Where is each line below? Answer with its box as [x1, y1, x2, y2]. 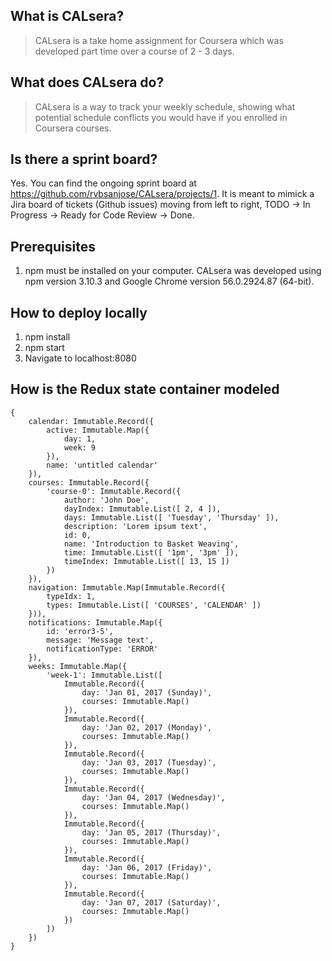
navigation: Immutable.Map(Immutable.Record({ [28, 582, 226, 593]
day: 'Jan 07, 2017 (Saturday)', [81, 897, 222, 908]
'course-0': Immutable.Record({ [46, 486, 182, 496]
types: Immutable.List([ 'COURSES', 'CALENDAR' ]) [46, 600, 262, 610]
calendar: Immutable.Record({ [28, 416, 155, 426]
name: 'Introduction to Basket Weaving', [63, 539, 240, 549]
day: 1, [63, 434, 97, 444]
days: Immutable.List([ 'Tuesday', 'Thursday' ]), [63, 512, 280, 523]
